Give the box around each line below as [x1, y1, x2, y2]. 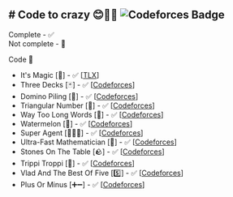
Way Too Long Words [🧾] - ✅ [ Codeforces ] [19, 109, 164, 119]
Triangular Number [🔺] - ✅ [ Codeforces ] [19, 101, 156, 110]
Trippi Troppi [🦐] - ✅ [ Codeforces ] [19, 158, 136, 168]
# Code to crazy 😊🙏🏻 [8, 8, 118, 22]
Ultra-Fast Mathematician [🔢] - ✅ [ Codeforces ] [19, 137, 177, 147]
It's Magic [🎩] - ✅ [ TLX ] [19, 70, 100, 79]
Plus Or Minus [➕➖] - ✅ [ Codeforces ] [19, 179, 145, 189]
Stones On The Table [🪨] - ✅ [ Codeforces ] [19, 147, 165, 156]
